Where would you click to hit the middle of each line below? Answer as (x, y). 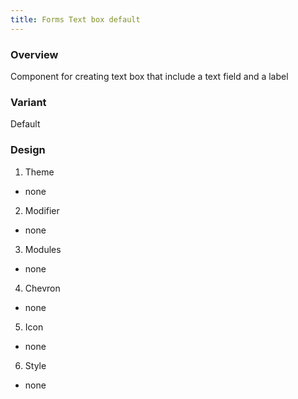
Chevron (42, 288)
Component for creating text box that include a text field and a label (149, 76)
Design (28, 150)
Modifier (42, 210)
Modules (43, 249)
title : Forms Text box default (75, 19)
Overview (34, 54)
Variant (28, 102)
